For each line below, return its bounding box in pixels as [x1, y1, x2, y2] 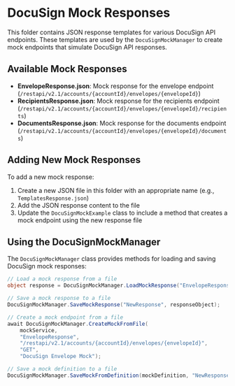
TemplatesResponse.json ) [17, 194, 90, 202]
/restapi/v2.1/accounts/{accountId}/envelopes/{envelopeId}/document [20, 127, 227, 134]
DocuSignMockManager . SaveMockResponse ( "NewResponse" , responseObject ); [7, 301, 220, 308]
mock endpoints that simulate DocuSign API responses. [7, 43, 168, 51]
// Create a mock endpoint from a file [7, 313, 124, 321]
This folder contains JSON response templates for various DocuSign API [7, 28, 215, 36]
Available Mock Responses [7, 63, 127, 75]
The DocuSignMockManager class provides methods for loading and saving [7, 255, 216, 263]
